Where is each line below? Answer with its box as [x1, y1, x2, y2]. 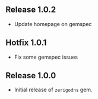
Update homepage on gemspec [14, 20, 92, 27]
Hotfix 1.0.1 [5, 38, 47, 48]
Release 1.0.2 [5, 5, 56, 15]
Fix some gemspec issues [14, 53, 78, 60]
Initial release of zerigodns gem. [14, 86, 93, 94]
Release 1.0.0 [5, 71, 56, 81]
